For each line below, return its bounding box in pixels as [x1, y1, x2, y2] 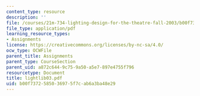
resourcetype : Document [6, 70, 65, 76]
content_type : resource [6, 8, 65, 15]
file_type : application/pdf [6, 25, 76, 32]
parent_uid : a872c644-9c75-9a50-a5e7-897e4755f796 [6, 64, 135, 70]
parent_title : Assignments [6, 53, 73, 59]
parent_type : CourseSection [6, 58, 76, 64]
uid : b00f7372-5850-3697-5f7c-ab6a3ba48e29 [6, 81, 116, 87]
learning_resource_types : [6, 31, 70, 37]
